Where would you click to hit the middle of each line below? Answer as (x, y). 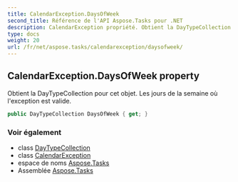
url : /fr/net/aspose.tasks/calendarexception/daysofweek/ (95, 47)
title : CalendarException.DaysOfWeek (63, 14)
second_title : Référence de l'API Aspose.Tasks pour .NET (95, 21)
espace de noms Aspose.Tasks (63, 163)
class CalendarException (54, 155)
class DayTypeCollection (54, 148)
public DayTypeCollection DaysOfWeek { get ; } (78, 114)
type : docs (24, 34)
